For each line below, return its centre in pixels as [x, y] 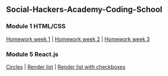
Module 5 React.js [32, 54]
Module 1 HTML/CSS [36, 26]
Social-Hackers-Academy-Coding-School [84, 10]
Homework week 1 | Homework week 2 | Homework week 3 [78, 39]
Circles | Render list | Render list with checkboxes [66, 67]
